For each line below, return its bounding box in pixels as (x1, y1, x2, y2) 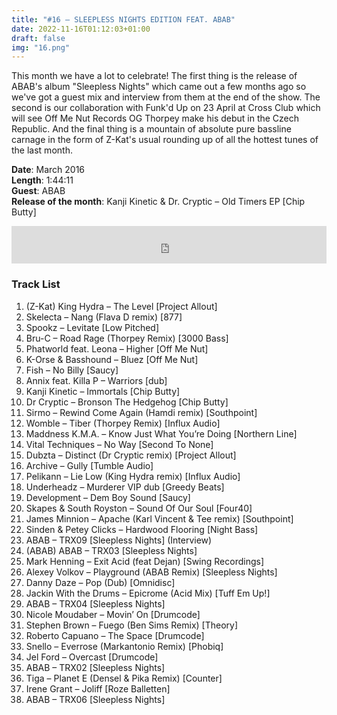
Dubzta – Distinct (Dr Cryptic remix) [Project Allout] (25, 449, 237, 461)
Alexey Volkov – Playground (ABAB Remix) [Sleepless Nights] (25, 566, 278, 578)
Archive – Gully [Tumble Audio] (25, 459, 154, 471)
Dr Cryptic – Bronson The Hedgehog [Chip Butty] (25, 396, 229, 408)
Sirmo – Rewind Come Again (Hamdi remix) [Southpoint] (25, 406, 258, 418)
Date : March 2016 (11, 164, 86, 176)
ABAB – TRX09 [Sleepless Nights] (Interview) (25, 534, 213, 546)
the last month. (11, 144, 73, 156)
